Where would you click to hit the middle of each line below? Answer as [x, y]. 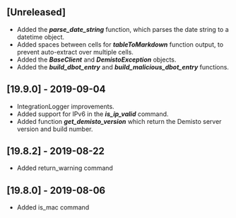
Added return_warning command [65, 168]
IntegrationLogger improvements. [65, 106]
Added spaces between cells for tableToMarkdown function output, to [120, 44]
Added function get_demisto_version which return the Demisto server [119, 121]
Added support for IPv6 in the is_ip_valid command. [93, 114]
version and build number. [55, 129]
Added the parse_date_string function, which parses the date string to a [123, 29]
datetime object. [41, 37]
